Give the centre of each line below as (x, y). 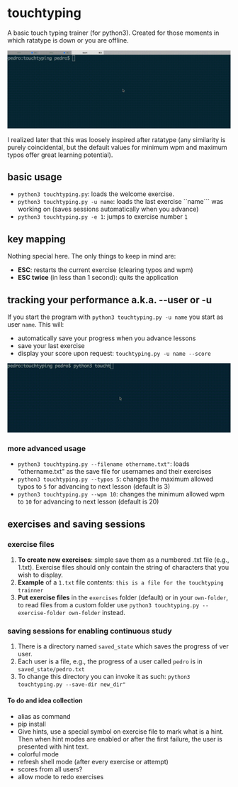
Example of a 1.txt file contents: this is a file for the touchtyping (121, 582)
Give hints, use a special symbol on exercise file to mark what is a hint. (121, 731)
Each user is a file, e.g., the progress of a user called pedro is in (110, 661)
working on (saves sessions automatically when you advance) (108, 209)
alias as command (44, 716)
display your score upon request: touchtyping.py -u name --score (114, 354)
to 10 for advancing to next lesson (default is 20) (88, 501)
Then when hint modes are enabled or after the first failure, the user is (120, 739)
